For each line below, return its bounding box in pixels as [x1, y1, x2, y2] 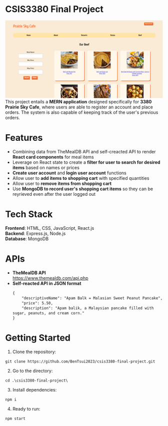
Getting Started [5, 332, 71, 343]
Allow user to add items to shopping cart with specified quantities [12, 175, 149, 181]
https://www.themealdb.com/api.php [12, 275, 88, 281]
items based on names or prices [12, 164, 80, 170]
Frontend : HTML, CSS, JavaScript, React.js [5, 225, 94, 231]
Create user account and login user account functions [12, 170, 126, 176]
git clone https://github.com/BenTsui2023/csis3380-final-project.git [5, 359, 155, 364]
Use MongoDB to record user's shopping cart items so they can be [12, 186, 153, 192]
